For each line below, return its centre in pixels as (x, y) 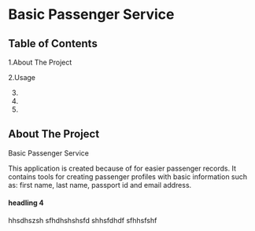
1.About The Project (40, 62)
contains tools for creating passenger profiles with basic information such (128, 176)
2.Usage (22, 77)
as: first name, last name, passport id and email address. (100, 185)
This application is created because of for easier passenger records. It (122, 168)
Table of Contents (53, 44)
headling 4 (26, 203)
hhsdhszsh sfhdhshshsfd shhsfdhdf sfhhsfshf (83, 221)
